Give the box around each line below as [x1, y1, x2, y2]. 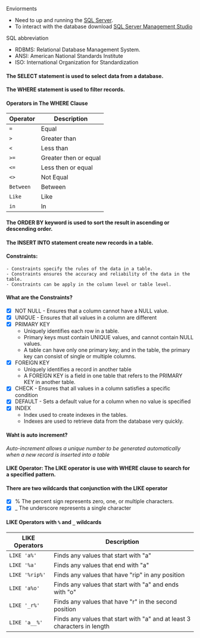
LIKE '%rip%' [9, 571, 46, 578]
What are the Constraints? [6, 294, 73, 301]
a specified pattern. [6, 471, 57, 478]
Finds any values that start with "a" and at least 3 [53, 614, 191, 622]
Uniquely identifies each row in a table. [23, 327, 120, 335]
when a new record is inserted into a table [6, 451, 110, 458]
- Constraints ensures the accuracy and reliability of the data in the [6, 271, 190, 277]
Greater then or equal [40, 154, 101, 162]
